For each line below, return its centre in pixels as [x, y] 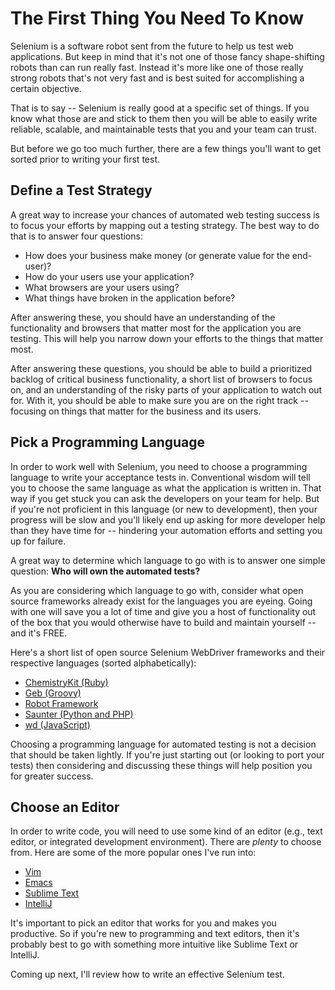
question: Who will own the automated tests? [105, 571]
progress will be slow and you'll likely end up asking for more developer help [168, 519]
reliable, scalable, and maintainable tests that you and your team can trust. [163, 129]
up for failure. [38, 541]
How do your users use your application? [109, 276]
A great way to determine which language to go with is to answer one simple [168, 560]
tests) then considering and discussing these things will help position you [161, 765]
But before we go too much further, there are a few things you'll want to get [166, 148]
